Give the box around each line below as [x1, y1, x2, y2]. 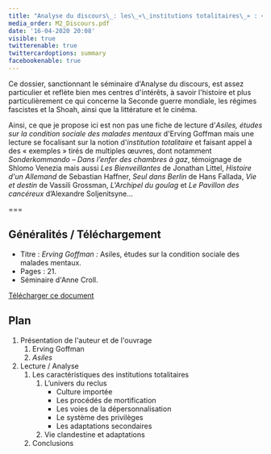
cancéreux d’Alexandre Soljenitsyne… [8, 189, 133, 198]
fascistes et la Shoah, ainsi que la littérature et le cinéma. [8, 104, 198, 114]
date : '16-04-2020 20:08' [8, 27, 95, 35]
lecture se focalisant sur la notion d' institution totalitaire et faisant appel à [8, 137, 252, 147]
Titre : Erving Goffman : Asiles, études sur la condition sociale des [19, 249, 240, 259]
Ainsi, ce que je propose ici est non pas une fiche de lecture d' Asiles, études [8, 120, 263, 130]
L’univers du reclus [44, 378, 107, 388]
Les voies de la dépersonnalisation [56, 404, 172, 414]
